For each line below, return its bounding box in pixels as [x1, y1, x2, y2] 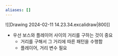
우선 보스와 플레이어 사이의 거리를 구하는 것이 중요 [12, 32, 113, 38]
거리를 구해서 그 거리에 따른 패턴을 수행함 [20, 38, 103, 44]
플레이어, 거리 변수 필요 [20, 44, 68, 51]
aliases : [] [5, 7, 31, 13]
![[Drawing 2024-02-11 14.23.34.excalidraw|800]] [5, 21, 110, 27]
